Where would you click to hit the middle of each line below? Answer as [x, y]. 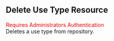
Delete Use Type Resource [57, 10]
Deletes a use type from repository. [50, 31]
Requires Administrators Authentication [55, 24]
